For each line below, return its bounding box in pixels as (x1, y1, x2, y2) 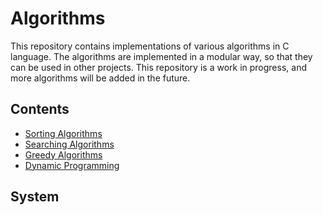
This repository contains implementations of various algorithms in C (10, 40, 290, 52)
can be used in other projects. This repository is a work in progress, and (10, 61, 307, 73)
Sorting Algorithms (24, 127, 103, 139)
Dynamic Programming (24, 159, 120, 171)
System (10, 188, 60, 206)
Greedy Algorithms (24, 148, 103, 161)
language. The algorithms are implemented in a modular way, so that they (10, 50, 313, 62)
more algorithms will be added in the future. (10, 72, 191, 84)
